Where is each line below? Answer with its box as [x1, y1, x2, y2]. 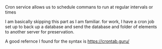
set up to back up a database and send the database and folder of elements [5, 24, 157, 30]
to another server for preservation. [5, 29, 74, 34]
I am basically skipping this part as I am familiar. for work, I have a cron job [5, 19, 155, 24]
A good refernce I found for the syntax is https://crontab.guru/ [5, 38, 130, 44]
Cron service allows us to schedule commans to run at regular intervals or [5, 4, 153, 10]
